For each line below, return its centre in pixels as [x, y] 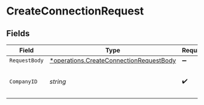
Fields [18, 33]
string [58, 81]
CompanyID [23, 82]
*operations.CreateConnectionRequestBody [113, 60]
